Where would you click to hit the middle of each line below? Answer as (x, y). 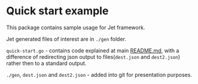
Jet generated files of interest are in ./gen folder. (66, 39)
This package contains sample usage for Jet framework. (76, 27)
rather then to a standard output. (46, 63)
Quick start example (57, 11)
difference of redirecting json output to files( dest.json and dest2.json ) (93, 57)
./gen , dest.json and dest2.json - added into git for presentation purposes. (99, 74)
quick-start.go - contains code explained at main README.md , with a (93, 50)
